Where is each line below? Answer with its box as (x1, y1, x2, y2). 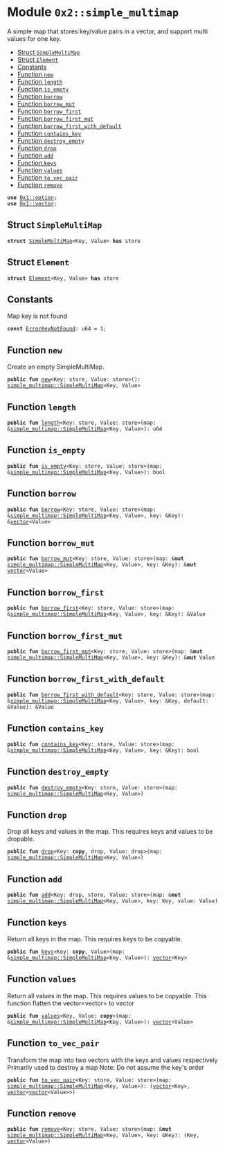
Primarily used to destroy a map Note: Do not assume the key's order (7, 1063, 204, 1071)
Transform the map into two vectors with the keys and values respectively (7, 1056, 218, 1064)
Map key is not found (7, 312, 68, 320)
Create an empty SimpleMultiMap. (7, 362, 105, 371)
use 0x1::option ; (7, 194, 57, 201)
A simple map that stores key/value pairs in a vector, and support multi (7, 27, 208, 35)
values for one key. (7, 34, 62, 42)
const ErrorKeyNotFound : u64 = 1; (7, 326, 107, 333)
